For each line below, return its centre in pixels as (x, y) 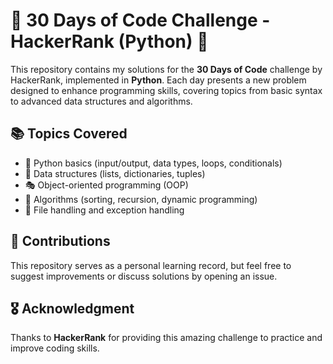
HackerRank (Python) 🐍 (109, 41)
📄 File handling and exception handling (104, 210)
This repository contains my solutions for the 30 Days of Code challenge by (166, 69)
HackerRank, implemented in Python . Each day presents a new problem (158, 80)
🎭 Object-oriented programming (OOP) (106, 185)
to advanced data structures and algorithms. (101, 101)
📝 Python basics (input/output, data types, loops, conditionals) (153, 163)
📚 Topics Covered (69, 134)
